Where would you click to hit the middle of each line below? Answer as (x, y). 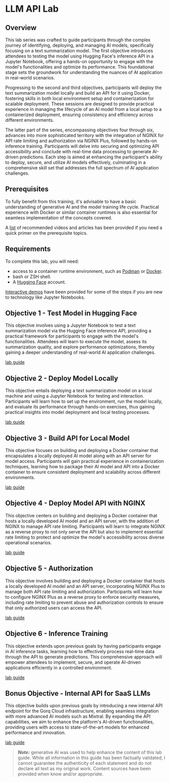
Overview (21, 28)
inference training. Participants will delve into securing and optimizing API (82, 146)
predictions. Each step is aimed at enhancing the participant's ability (91, 157)
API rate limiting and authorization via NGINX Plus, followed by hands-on (81, 141)
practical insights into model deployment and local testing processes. (78, 412)
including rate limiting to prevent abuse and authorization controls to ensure (84, 602)
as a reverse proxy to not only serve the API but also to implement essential (84, 532)
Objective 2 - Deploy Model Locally (62, 378)
